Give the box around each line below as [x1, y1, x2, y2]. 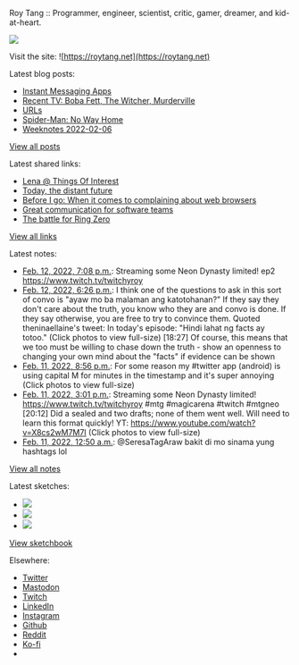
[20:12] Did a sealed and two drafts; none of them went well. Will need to [21, 408, 290, 418]
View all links [9, 231, 58, 241]
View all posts [9, 141, 61, 151]
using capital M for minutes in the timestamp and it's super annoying [21, 370, 275, 381]
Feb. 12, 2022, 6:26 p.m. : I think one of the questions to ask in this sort [21, 285, 282, 295]
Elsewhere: [9, 555, 51, 566]
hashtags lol [21, 446, 68, 457]
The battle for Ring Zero [21, 214, 111, 224]
